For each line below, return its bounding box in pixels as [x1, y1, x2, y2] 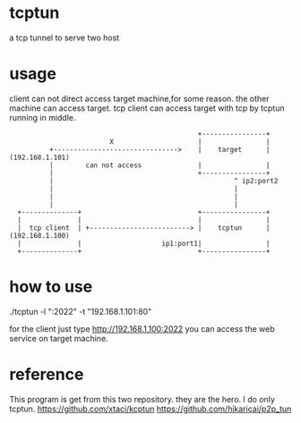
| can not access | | [48, 160, 271, 170]
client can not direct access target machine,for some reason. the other [9, 93, 270, 104]
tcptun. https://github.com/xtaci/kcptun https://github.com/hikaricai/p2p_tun [9, 403, 292, 414]
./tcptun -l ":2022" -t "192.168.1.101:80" [9, 306, 152, 317]
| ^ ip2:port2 [48, 176, 279, 185]
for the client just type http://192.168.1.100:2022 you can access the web [9, 323, 275, 334]
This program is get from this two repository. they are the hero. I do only [9, 393, 276, 404]
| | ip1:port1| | [17, 239, 271, 248]
